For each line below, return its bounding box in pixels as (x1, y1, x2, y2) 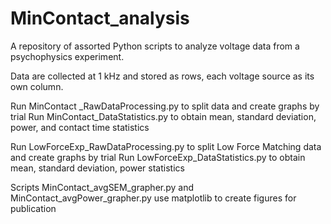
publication (10, 202, 57, 214)
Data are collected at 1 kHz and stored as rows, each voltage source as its (10, 70, 315, 82)
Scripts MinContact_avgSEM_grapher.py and (10, 181, 195, 193)
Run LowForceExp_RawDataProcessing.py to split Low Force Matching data (10, 140, 322, 152)
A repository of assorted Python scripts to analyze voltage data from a (10, 40, 300, 52)
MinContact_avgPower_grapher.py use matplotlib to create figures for (10, 192, 297, 204)
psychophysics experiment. (10, 50, 125, 62)
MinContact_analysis (10, 7, 190, 30)
